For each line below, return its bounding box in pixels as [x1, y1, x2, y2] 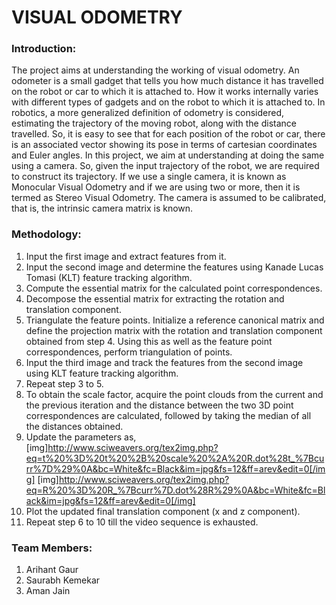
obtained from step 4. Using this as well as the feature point [25, 335, 273, 347]
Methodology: [11, 227, 82, 241]
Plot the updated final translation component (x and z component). [25, 505, 301, 517]
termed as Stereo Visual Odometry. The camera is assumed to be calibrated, [11, 192, 327, 204]
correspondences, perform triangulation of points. [25, 346, 233, 358]
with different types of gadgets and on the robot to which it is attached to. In [11, 96, 326, 108]
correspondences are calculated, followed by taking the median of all [25, 409, 312, 421]
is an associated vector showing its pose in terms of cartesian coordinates [11, 139, 318, 151]
